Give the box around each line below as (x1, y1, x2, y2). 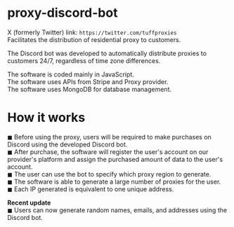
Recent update (7, 198, 51, 207)
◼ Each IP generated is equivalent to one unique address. (7, 184, 174, 193)
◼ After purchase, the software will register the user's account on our (7, 147, 209, 156)
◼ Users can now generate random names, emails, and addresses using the (7, 205, 227, 214)
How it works (7, 110, 86, 125)
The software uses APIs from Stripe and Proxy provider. (7, 77, 169, 85)
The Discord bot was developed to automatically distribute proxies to (7, 49, 207, 57)
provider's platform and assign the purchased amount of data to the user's (7, 155, 223, 163)
